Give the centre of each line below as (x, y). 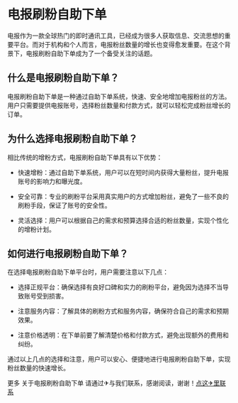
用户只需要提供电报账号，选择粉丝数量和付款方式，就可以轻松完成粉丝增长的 (119, 105)
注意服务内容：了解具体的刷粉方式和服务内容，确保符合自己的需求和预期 (123, 311)
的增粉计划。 (36, 229)
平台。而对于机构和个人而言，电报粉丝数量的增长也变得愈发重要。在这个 (119, 44)
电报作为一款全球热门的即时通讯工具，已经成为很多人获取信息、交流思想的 (116, 36)
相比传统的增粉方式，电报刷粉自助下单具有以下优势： (85, 157)
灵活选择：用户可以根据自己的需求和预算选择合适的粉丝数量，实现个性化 (123, 220)
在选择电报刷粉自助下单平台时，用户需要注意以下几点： (88, 272)
